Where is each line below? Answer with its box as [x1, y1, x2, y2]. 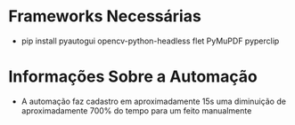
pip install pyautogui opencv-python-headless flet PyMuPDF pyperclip [20, 35, 280, 46]
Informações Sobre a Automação [8, 66, 258, 87]
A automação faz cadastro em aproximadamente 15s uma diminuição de [20, 96, 287, 106]
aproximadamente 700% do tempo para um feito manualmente [20, 105, 252, 116]
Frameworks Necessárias [8, 6, 201, 27]
